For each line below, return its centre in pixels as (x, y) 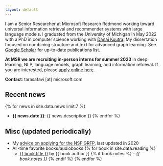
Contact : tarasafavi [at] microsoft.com (44, 79)
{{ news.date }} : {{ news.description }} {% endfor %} (66, 116)
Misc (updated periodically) (48, 131)
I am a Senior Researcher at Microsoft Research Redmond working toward (80, 24)
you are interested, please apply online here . (50, 70)
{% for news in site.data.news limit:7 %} (45, 107)
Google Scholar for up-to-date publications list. (53, 50)
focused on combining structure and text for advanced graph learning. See (81, 44)
